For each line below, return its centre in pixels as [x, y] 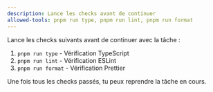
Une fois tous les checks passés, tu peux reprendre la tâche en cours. [107, 81]
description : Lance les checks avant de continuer [82, 13]
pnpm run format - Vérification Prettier [71, 68]
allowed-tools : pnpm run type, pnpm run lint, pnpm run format [100, 20]
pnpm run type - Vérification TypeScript [73, 53]
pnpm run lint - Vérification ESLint [66, 60]
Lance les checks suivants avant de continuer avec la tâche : [94, 39]
